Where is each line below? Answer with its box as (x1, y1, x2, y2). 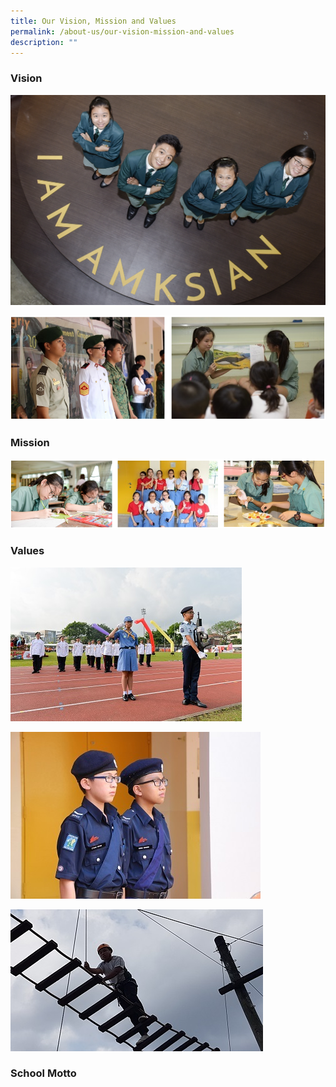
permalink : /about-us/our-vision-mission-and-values (10, 26, 235, 37)
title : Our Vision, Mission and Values (10, 16, 177, 26)
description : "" (10, 37, 78, 47)
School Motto (10, 1066, 77, 1080)
